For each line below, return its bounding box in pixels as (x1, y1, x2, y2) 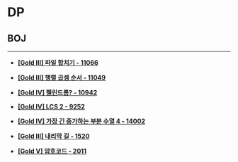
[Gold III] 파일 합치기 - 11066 (17, 58, 99, 67)
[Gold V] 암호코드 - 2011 (17, 147, 87, 155)
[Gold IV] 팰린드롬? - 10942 (17, 89, 98, 96)
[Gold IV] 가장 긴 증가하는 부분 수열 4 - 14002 (17, 117, 146, 125)
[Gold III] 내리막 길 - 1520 (17, 132, 90, 140)
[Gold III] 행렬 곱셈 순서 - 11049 (17, 73, 106, 82)
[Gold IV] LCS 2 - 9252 (17, 103, 85, 111)
